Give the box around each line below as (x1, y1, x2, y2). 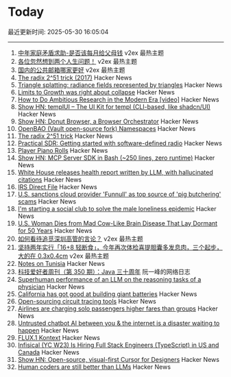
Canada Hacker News (17, 348, 80, 356)
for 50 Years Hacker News (17, 226, 93, 234)
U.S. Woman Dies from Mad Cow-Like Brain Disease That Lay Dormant (17, 219, 218, 227)
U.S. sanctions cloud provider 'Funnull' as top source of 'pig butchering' (17, 190, 221, 198)
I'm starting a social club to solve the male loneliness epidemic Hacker (17, 204, 217, 212)
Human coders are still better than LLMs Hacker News (17, 363, 171, 371)
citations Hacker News (17, 175, 82, 184)
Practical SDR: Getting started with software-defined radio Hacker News (17, 138, 222, 147)
